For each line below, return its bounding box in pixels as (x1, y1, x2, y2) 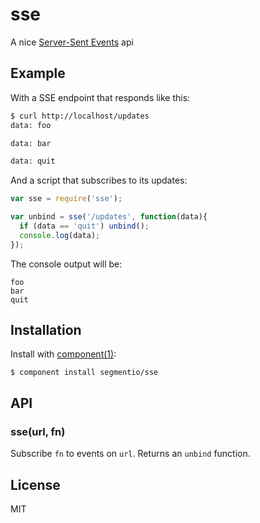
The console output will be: (10, 258, 123, 270)
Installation (10, 322, 82, 339)
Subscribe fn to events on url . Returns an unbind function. (10, 448, 251, 460)
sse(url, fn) (10, 424, 66, 438)
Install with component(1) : (10, 348, 117, 360)
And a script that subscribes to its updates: (10, 174, 188, 187)
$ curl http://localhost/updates (10, 111, 150, 121)
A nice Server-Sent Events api (10, 36, 134, 48)
